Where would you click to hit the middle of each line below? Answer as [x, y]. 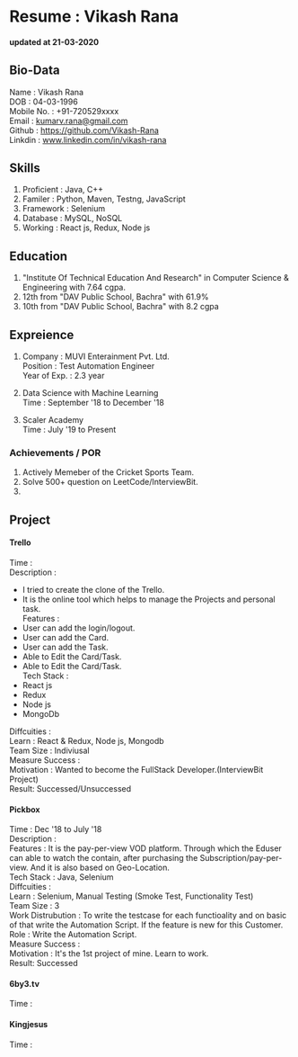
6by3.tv [25, 983]
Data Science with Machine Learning [90, 393]
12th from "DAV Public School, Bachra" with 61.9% [115, 297]
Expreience [42, 335]
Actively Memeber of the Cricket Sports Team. [108, 472]
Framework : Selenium [64, 209]
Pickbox [25, 809]
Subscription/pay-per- [241, 858]
